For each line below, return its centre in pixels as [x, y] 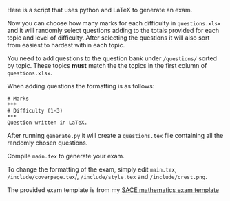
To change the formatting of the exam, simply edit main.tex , [92, 169]
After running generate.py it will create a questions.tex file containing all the [115, 135]
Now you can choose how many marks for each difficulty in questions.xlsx [114, 23]
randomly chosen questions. [48, 143]
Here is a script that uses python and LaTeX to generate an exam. [100, 10]
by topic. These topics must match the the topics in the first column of [107, 66]
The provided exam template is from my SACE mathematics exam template [113, 190]
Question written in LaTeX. [48, 123]
